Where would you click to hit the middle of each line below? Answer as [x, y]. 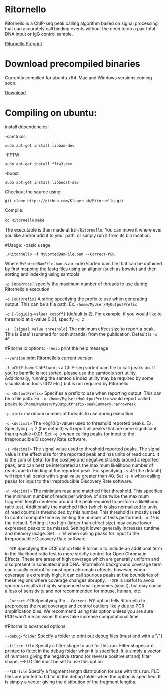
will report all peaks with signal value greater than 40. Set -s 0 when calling [83, 476]
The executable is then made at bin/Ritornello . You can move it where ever [83, 229]
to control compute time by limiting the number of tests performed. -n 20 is [82, 517]
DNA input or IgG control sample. [39, 34]
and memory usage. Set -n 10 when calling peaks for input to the [72, 533]
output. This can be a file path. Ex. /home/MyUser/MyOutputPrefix [71, 304]
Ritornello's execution [27, 289]
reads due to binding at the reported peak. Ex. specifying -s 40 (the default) [83, 470]
